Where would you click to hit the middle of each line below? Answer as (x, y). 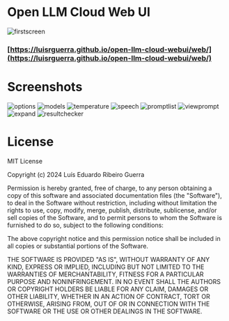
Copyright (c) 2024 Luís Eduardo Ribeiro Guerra (76, 174)
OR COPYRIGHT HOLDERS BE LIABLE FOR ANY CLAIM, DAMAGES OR (108, 289)
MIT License (25, 161)
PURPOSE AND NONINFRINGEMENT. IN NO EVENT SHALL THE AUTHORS (114, 281)
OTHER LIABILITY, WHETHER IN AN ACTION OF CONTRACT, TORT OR (109, 296)
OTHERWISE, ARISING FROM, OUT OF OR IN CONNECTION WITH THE (109, 304)
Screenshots (45, 87)
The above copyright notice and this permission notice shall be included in (114, 238)
